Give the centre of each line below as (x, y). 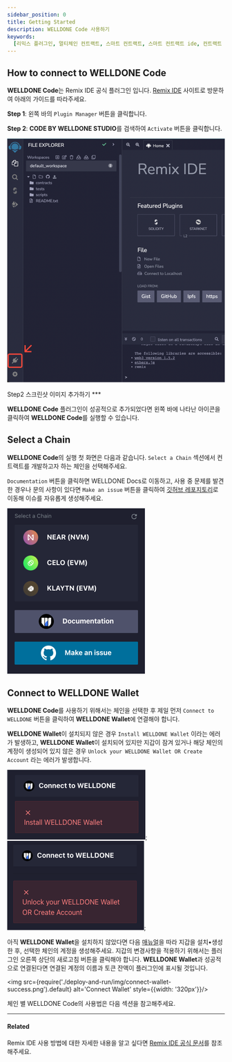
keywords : (21, 37)
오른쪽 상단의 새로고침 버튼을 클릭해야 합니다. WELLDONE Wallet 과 (112, 959)
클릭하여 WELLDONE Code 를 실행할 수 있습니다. (73, 417)
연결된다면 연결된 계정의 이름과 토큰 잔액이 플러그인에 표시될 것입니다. (114, 968)
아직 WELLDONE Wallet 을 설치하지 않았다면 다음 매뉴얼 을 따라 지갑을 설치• (109, 942)
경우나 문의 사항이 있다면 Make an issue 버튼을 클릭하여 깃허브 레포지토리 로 (116, 489)
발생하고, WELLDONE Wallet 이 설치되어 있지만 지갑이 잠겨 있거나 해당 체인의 (118, 743)
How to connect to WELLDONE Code (87, 73)
